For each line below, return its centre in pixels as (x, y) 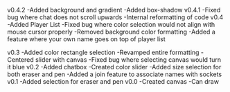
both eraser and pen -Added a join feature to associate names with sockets (115, 74)
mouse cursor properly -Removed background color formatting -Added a (112, 32)
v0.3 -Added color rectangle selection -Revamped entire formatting (103, 52)
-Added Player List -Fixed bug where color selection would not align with (111, 24)
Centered (21, 60)
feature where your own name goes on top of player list (87, 39)
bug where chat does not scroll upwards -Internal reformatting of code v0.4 (115, 17)
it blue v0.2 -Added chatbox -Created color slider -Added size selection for (114, 67)
